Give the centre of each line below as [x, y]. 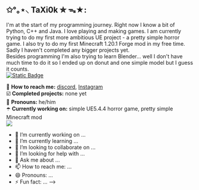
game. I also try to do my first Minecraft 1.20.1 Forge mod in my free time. [96, 43]
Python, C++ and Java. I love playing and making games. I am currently [94, 31]
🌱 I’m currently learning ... [46, 141]
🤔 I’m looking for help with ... [50, 153]
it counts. [18, 69]
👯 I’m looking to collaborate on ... [55, 147]
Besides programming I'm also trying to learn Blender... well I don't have [94, 56]
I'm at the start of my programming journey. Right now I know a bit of [91, 24]
